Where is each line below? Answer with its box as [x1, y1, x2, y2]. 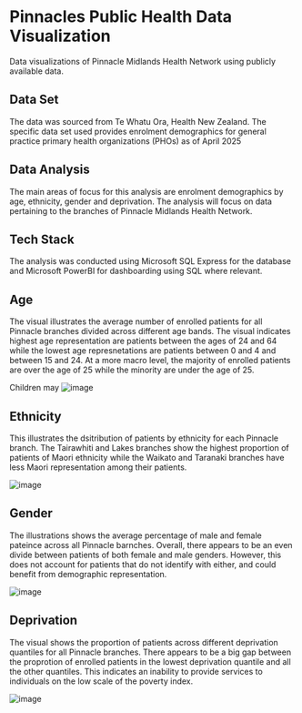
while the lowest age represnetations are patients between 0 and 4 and [9, 345, 277, 356]
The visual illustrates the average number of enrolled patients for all [9, 316, 263, 327]
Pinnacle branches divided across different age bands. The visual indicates [9, 326, 291, 337]
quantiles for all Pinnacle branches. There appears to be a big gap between [9, 647, 292, 657]
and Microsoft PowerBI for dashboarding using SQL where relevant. [9, 266, 263, 277]
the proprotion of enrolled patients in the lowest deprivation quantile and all [9, 656, 291, 667]
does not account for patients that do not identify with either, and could [9, 558, 277, 570]
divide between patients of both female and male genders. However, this [9, 549, 282, 560]
